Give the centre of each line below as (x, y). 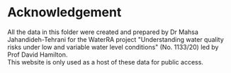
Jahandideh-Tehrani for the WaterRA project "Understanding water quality (116, 39)
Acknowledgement (64, 12)
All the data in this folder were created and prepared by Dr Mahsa (103, 32)
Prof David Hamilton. (38, 55)
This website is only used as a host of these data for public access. (106, 62)
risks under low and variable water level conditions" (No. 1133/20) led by (113, 47)
